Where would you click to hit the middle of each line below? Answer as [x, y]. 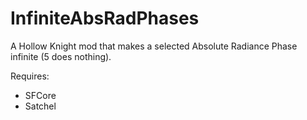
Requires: [30, 76]
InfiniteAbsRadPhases [105, 18]
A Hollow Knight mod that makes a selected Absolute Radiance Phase [154, 46]
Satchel [40, 106]
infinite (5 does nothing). [61, 56]
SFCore [40, 95]
